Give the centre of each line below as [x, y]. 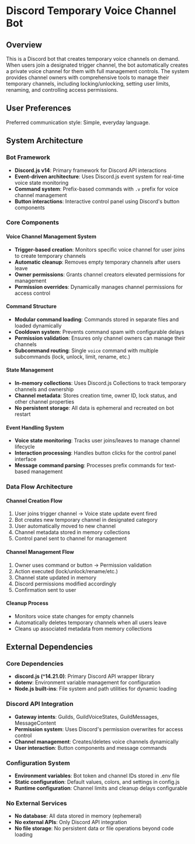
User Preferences [39, 108]
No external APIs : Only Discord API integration [71, 822]
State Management [30, 370]
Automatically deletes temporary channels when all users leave [90, 622]
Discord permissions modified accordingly [65, 584]
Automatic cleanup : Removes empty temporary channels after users [97, 262]
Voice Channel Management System [51, 237]
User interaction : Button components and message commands [90, 747]
